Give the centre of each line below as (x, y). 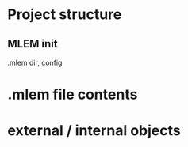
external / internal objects (94, 131)
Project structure (65, 15)
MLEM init (33, 44)
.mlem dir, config (35, 62)
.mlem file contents (73, 94)
